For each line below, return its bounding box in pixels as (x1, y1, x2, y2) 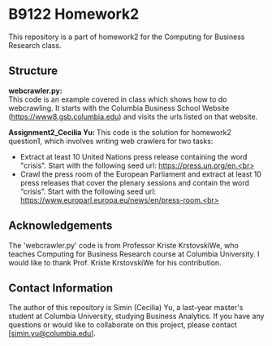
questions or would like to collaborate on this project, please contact (8, 320, 238, 330)
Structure (8, 64, 58, 78)
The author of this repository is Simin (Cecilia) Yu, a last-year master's (8, 303, 244, 313)
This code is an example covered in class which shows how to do (8, 94, 227, 104)
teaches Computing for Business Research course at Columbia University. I (8, 249, 260, 259)
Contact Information (8, 281, 114, 295)
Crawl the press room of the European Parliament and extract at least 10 (19, 169, 262, 179)
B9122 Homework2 (8, 5, 140, 24)
